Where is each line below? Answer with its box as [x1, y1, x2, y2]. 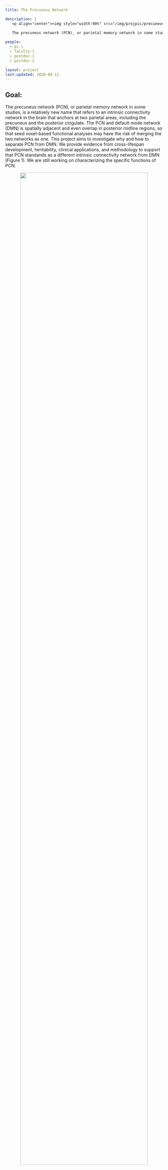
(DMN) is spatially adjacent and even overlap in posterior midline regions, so [5, 125, 162, 131]
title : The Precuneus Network [5, 7, 68, 13]
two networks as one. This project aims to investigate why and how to [5, 136, 149, 142]
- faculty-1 [9, 49, 35, 54]
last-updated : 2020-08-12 [5, 72, 59, 77]
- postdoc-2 [9, 58, 35, 63]
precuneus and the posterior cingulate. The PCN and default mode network [5, 120, 161, 126]
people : [5, 40, 21, 45]
